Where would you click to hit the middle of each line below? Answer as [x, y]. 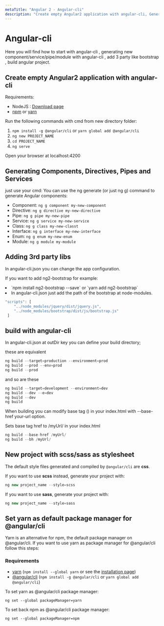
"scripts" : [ [18, 302]
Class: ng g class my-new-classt [45, 226]
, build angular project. [28, 62]
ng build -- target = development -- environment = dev [57, 388]
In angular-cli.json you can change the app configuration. [63, 268]
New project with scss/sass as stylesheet [70, 455]
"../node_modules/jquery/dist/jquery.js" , [58, 306]
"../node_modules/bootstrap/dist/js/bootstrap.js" [66, 311]
